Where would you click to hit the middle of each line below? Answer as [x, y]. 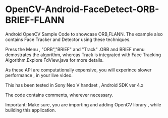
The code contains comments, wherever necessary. [59, 95]
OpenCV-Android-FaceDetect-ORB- [82, 9]
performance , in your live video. [39, 75]
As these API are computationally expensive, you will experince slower [78, 70]
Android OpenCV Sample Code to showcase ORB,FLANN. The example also [84, 34]
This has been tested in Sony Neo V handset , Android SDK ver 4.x [74, 85]
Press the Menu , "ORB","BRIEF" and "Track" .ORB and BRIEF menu [75, 49]
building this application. [31, 110]
